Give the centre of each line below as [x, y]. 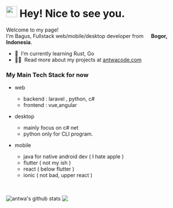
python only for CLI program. [58, 134]
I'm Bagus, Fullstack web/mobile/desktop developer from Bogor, [87, 36]
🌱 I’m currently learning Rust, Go [54, 53]
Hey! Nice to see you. [72, 14]
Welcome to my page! [32, 30]
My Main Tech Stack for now [47, 75]
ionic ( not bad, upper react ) [58, 175]
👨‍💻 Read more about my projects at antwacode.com [78, 60]
